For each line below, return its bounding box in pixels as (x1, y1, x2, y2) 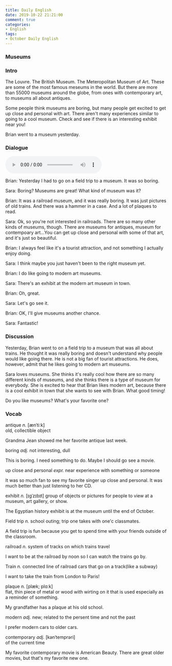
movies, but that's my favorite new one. (5, 655, 89, 661)
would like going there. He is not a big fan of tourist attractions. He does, (5, 355, 159, 362)
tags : (5, 31, 17, 37)
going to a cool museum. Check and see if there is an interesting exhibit (5, 116, 157, 122)
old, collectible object (5, 427, 51, 434)
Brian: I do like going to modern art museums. (5, 271, 102, 277)
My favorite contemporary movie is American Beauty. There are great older (5, 649, 164, 656)
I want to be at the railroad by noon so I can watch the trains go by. (5, 553, 147, 560)
